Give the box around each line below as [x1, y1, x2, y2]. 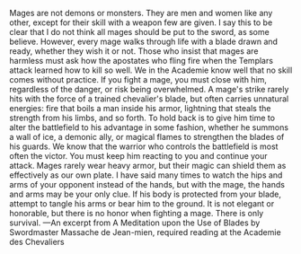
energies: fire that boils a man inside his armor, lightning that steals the [9, 103, 271, 113]
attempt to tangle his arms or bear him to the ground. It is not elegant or [9, 198, 275, 209]
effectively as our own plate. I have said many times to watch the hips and [9, 170, 283, 180]
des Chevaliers [9, 237, 65, 247]
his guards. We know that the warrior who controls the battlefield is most [9, 141, 279, 152]
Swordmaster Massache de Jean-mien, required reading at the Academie [9, 227, 281, 237]
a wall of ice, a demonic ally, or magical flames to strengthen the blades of [9, 132, 285, 142]
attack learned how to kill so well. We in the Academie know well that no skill [9, 65, 293, 75]
